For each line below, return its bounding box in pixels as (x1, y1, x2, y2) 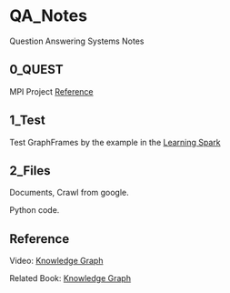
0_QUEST (9, 62, 64, 77)
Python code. (9, 205, 60, 216)
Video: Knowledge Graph (9, 256, 104, 267)
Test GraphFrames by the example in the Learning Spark (9, 136, 221, 147)
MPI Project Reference (9, 86, 94, 96)
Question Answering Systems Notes (9, 35, 145, 46)
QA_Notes (9, 5, 88, 26)
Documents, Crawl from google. (9, 187, 129, 198)
